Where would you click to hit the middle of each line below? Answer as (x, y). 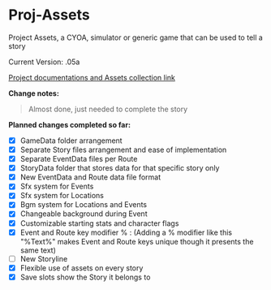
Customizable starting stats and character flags (99, 223)
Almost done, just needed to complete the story (108, 109)
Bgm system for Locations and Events (84, 205)
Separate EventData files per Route (79, 159)
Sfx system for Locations (62, 196)
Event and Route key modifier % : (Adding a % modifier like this (126, 232)
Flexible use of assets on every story (82, 268)
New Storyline (44, 258)
